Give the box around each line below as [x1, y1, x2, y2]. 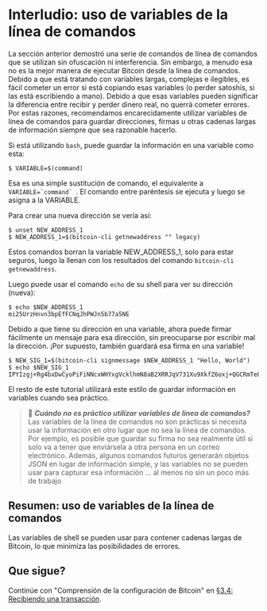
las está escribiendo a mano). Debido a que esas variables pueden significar [8, 91, 258, 100]
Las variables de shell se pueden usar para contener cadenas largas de [8, 532, 242, 542]
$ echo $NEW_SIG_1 [8, 363, 69, 371]
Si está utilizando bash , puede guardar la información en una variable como [8, 140, 254, 150]
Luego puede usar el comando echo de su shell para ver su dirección [8, 279, 233, 288]
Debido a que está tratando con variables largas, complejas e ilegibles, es [8, 74, 250, 84]
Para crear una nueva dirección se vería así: [8, 210, 153, 220]
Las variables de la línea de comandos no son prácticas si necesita [27, 417, 247, 426]
